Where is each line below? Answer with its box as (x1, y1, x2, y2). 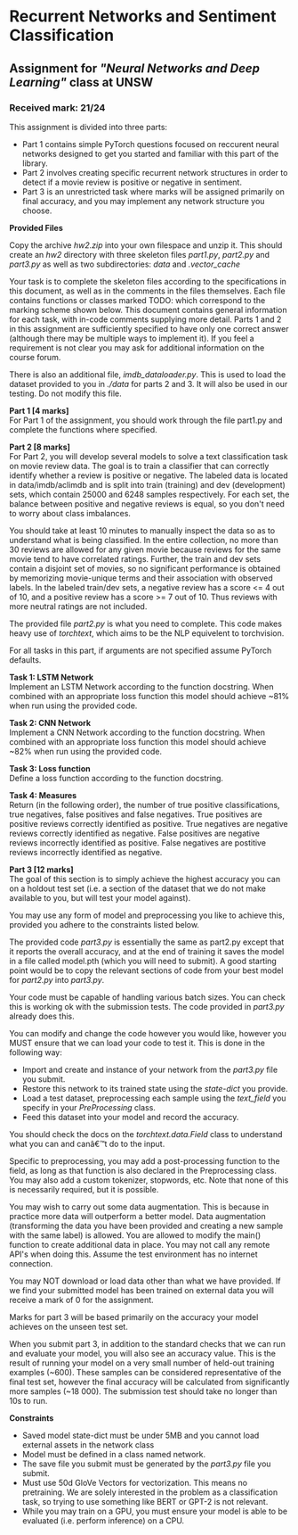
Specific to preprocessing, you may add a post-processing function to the (9, 1155, 280, 1166)
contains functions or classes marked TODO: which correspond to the (9, 294, 266, 305)
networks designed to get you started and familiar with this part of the (21, 148, 279, 159)
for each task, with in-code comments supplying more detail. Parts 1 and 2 (9, 314, 282, 325)
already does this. (9, 1011, 76, 1021)
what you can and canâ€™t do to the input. (9, 1138, 165, 1149)
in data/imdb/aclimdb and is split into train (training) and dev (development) (9, 479, 286, 490)
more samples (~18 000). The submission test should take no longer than (9, 1385, 278, 1397)
